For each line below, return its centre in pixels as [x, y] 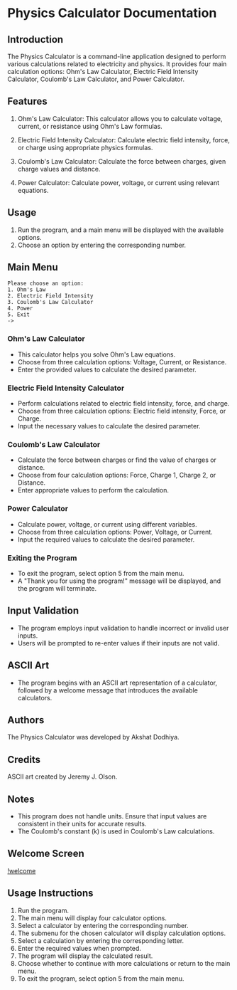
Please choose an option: [45, 284]
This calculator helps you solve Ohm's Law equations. [97, 354]
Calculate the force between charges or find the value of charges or [117, 460]
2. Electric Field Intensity [50, 296]
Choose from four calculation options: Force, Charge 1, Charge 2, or [117, 475]
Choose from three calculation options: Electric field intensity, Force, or [122, 411]
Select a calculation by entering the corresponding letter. [101, 940]
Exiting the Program [42, 558]
